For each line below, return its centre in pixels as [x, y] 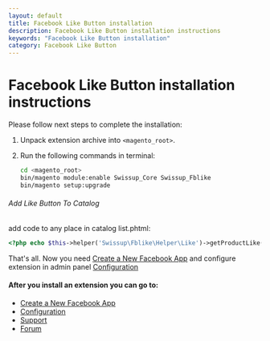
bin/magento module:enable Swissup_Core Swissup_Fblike [115, 177]
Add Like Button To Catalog [54, 203]
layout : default [35, 16]
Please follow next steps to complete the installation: [95, 124]
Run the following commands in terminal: [87, 156]
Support [33, 320]
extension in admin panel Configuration [74, 266]
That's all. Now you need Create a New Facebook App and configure [122, 258]
